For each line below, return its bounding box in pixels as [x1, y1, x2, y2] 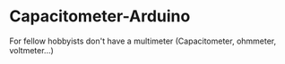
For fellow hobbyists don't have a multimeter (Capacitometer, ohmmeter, [9, 36, 277, 46]
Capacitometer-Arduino [9, 6, 191, 27]
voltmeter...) [9, 44, 54, 55]
